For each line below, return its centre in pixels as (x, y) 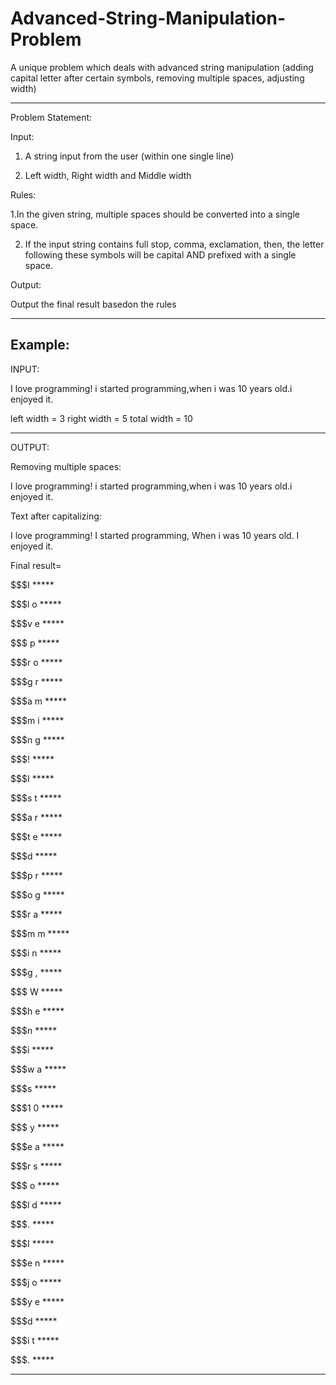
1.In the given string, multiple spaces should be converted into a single (155, 214)
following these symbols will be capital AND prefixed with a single (160, 254)
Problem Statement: (51, 117)
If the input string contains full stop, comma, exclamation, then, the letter (174, 244)
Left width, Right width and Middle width (108, 175)
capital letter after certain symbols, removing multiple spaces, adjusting (157, 78)
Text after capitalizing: (56, 516)
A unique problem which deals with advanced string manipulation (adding (162, 67)
